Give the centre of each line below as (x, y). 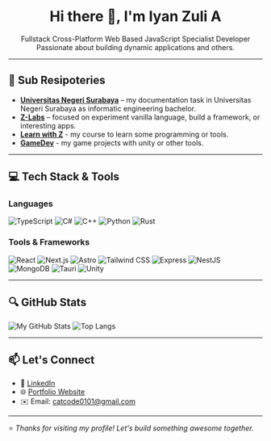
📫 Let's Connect (52, 360)
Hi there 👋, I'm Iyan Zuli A (135, 17)
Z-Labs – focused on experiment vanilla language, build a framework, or (140, 117)
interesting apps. (48, 125)
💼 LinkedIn (38, 384)
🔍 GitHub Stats (48, 302)
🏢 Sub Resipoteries (57, 80)
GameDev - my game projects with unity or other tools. (112, 143)
